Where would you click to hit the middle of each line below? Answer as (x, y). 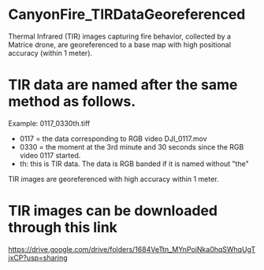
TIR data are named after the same (123, 85)
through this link (63, 228)
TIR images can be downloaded (113, 211)
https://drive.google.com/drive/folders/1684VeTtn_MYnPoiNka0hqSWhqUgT (132, 249)
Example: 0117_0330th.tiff (49, 123)
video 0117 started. (50, 155)
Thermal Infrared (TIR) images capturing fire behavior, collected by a (119, 36)
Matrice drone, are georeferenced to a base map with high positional (119, 44)
